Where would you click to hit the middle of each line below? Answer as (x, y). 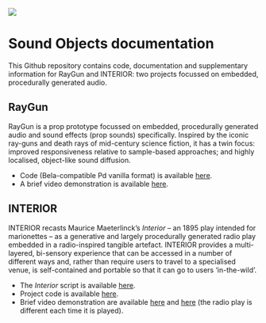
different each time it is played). (71, 310)
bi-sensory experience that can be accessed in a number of (134, 253)
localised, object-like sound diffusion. (69, 160)
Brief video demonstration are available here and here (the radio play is (136, 302)
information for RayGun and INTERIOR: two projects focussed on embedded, (133, 74)
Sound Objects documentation (111, 44)
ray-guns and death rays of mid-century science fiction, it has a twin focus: (132, 143)
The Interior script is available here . (77, 285)
